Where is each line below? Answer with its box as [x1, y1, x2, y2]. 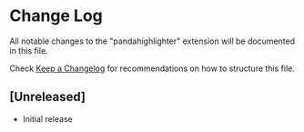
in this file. [9, 45, 48, 56]
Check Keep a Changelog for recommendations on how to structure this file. [9, 63, 296, 74]
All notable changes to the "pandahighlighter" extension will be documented [9, 36, 296, 46]
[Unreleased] [9, 89, 86, 105]
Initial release [22, 113, 73, 124]
